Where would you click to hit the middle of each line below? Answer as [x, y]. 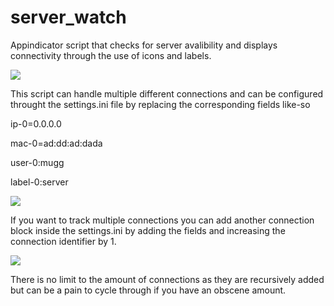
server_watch [68, 17]
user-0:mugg [37, 162]
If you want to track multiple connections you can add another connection [162, 220]
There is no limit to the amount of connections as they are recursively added [167, 279]
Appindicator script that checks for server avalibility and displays [144, 45]
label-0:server [39, 182]
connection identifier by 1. [63, 241]
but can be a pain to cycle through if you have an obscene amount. [148, 290]
